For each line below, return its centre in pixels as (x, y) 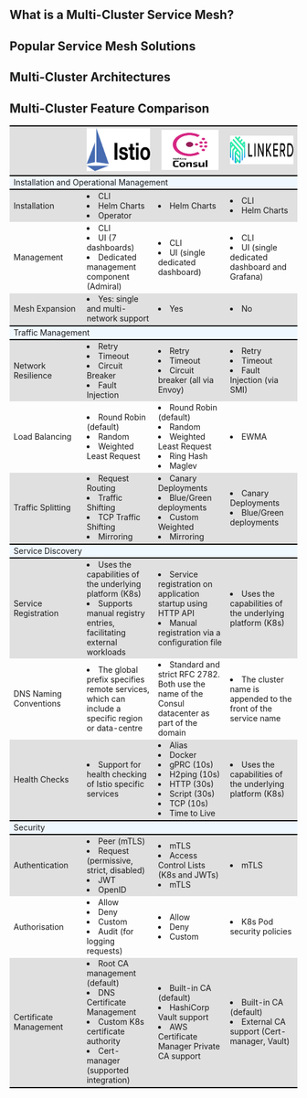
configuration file (190, 642)
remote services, (118, 688)
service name (255, 718)
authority (103, 1041)
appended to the (261, 698)
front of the (251, 709)
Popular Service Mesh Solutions (103, 46)
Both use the (181, 684)
